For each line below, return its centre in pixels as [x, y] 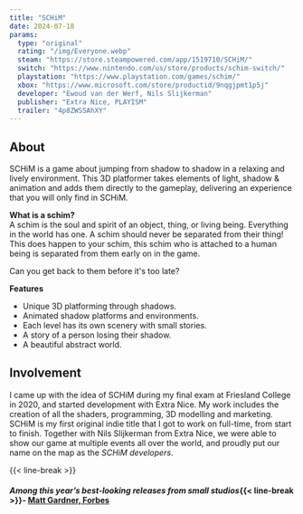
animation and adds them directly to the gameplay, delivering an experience [151, 188]
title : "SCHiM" [38, 18]
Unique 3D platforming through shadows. [99, 306]
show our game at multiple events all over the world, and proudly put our [145, 443]
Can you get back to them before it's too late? [95, 271]
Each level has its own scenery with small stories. [114, 326]
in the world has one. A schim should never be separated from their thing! [147, 234]
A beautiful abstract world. [72, 345]
